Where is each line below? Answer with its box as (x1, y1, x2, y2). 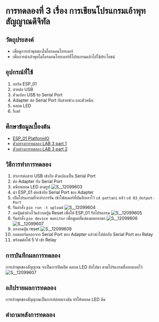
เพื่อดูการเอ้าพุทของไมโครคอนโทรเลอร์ (12, 48, 73, 54)
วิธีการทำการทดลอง (5, 160, 51, 169)
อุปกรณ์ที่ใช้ (5, 68, 33, 77)
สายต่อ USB (12, 86, 33, 92)
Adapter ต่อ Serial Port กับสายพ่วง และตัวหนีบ (12, 97, 94, 103)
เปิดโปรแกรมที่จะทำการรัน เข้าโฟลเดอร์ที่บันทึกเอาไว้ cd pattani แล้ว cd (12, 195, 131, 201)
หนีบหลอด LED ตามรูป (12, 184, 50, 190)
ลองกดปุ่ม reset (12, 226, 40, 232)
